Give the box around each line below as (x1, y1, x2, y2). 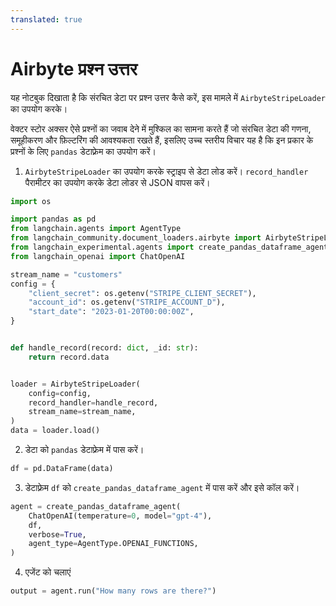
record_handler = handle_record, (28, 397, 159, 408)
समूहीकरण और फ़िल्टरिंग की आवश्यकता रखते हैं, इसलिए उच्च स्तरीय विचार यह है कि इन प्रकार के (10, 134, 314, 146)
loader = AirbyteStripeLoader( (10, 379, 141, 389)
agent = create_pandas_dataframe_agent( (10, 501, 182, 511)
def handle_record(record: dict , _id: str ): (10, 343, 199, 353)
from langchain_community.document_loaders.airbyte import (10, 233, 262, 243)
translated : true (10, 14, 83, 25)
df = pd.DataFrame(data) (10, 464, 114, 474)
